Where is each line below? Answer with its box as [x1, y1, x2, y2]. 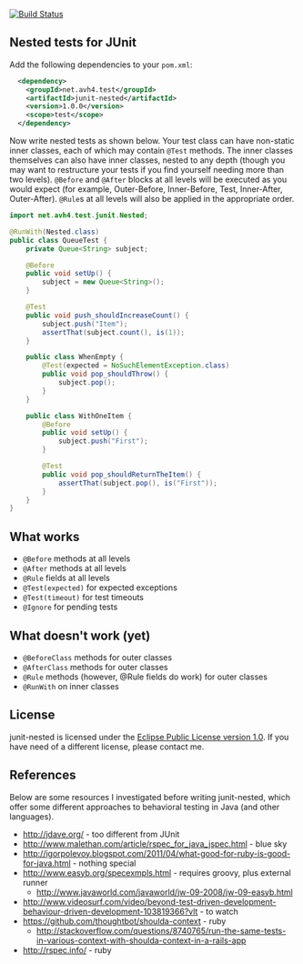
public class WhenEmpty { [25, 353, 125, 362]
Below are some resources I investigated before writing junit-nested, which [9, 791, 291, 802]
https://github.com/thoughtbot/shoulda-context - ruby [22, 915, 227, 927]
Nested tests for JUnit [9, 35, 136, 50]
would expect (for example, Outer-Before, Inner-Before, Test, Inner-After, [9, 184, 283, 195]
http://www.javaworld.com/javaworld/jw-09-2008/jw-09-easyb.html [35, 887, 293, 898]
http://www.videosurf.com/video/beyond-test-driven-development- [22, 896, 277, 907]
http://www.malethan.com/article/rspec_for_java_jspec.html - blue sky [22, 838, 288, 849]
